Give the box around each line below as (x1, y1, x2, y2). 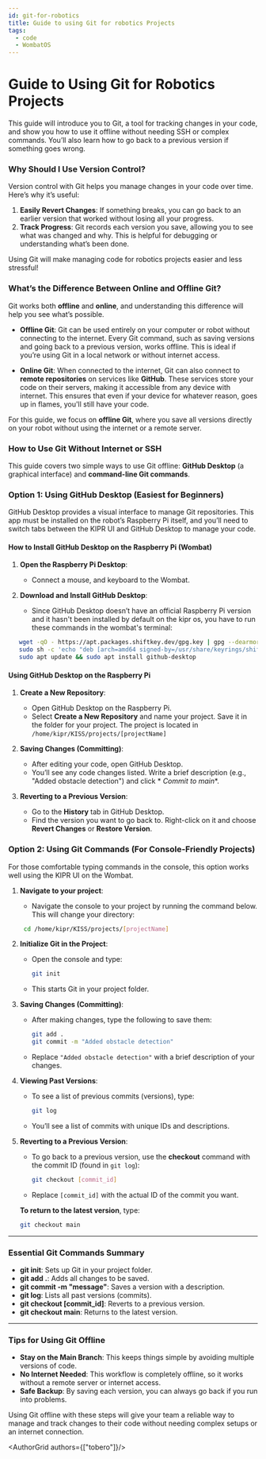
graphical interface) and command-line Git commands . (8, 469, 190, 479)
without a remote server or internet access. (19, 1378, 161, 1388)
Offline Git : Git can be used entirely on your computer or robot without (19, 325, 250, 334)
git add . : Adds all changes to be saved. (19, 1274, 150, 1283)
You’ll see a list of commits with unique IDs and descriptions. (31, 1121, 230, 1130)
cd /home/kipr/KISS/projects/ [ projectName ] (23, 924, 169, 933)
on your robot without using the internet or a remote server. (8, 423, 202, 433)
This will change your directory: (31, 909, 135, 919)
